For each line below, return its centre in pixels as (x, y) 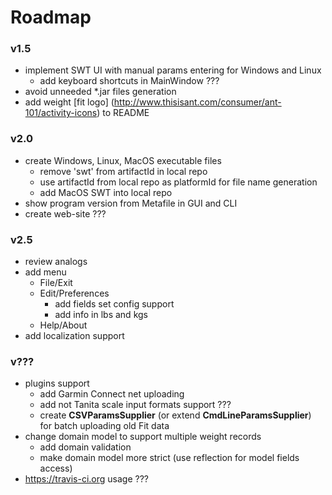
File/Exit (56, 283)
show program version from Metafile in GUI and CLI (131, 203)
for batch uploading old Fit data (104, 426)
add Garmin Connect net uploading (112, 394)
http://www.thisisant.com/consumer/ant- (197, 102)
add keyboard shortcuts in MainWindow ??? (129, 81)
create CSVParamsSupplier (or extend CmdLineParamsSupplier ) (175, 415)
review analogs (56, 262)
